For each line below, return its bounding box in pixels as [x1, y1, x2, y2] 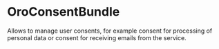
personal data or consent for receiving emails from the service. [7, 33, 187, 42]
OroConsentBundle [7, 4, 120, 20]
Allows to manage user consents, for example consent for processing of [7, 27, 213, 35]
